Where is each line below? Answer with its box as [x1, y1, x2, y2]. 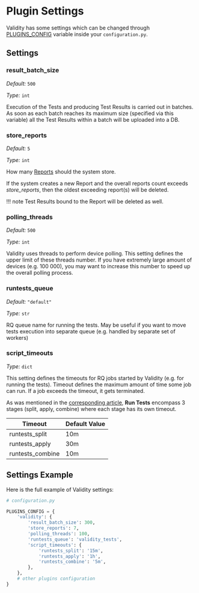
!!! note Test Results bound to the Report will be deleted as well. [6, 198, 164, 205]
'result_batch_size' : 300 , [28, 519, 96, 526]
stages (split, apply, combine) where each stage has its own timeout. [6, 405, 177, 412]
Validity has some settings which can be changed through [6, 24, 150, 31]
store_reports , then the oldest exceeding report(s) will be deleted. [6, 186, 169, 193]
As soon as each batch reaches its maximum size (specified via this [6, 110, 174, 117]
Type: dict [6, 363, 33, 370]
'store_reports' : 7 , [28, 526, 79, 532]
